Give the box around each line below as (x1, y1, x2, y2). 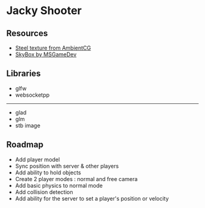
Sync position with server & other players (15, 162, 119, 169)
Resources (6, 28, 48, 39)
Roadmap (6, 139, 44, 150)
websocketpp (15, 91, 50, 98)
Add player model (15, 155, 60, 163)
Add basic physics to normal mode (15, 182, 103, 189)
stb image (15, 122, 41, 129)
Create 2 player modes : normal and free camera (15, 175, 138, 182)
